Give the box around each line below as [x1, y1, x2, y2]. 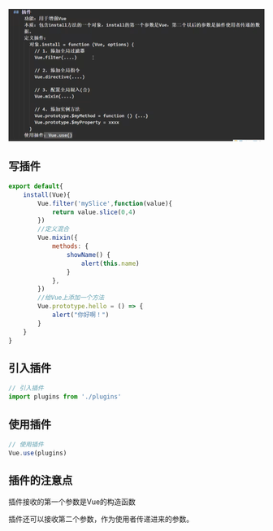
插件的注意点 [8, 473, 73, 488]
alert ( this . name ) [80, 259, 140, 268]
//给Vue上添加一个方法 [37, 294, 105, 302]
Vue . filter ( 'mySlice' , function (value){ [37, 199, 173, 207]
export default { [8, 182, 63, 190]
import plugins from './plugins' [8, 393, 122, 401]
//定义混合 [37, 225, 70, 233]
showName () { [66, 250, 111, 259]
